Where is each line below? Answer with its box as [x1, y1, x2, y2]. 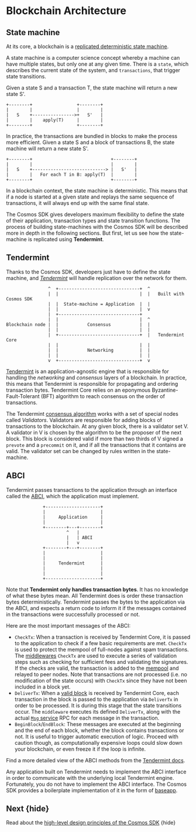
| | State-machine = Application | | [47, 301, 150, 307]
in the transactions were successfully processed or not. [6, 611, 140, 618]
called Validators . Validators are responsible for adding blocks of [6, 416, 163, 423]
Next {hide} [6, 804, 50, 814]
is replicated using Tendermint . [28, 236, 104, 242]
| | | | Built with [47, 291, 184, 297]
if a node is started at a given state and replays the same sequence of [6, 193, 174, 200]
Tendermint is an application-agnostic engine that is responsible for [6, 368, 169, 375]
